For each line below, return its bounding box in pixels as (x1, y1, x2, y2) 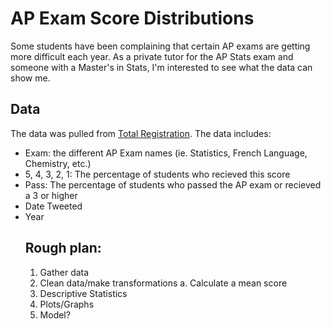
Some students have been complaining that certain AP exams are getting (10, 40, 311, 52)
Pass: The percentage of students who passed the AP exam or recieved (24, 178, 322, 191)
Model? (39, 308, 71, 321)
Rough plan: (24, 240, 102, 257)
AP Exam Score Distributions (10, 7, 255, 30)
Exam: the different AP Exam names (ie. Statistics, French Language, (24, 147, 308, 159)
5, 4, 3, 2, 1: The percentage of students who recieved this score (24, 168, 291, 180)
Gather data (39, 266, 90, 278)
